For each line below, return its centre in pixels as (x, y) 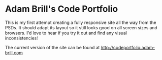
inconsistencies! (22, 38)
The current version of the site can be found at (52, 47)
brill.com (14, 53)
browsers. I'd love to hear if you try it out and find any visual (66, 33)
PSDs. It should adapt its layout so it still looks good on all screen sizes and (81, 27)
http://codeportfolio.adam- (128, 47)
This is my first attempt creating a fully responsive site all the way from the (81, 22)
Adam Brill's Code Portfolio (62, 9)
